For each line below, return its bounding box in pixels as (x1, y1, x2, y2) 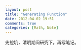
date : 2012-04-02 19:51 (5, 16, 54, 21)
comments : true (5, 21, 37, 26)
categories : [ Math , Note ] (5, 25, 58, 30)
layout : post (5, 7, 32, 12)
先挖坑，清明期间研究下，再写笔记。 (5, 40, 79, 46)
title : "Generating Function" (5, 12, 68, 17)
